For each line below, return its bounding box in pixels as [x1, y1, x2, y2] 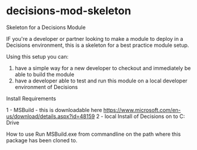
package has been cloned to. [6, 136, 77, 143]
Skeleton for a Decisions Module [6, 24, 86, 31]
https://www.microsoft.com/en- [103, 106, 181, 113]
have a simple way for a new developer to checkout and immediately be [14, 64, 191, 72]
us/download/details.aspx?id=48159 [6, 113, 95, 120]
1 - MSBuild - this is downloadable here [6, 106, 102, 113]
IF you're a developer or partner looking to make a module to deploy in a [6, 35, 183, 42]
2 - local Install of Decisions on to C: [96, 113, 186, 120]
